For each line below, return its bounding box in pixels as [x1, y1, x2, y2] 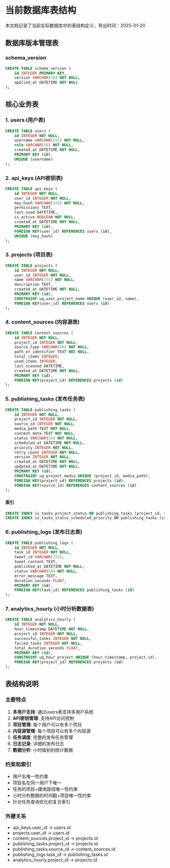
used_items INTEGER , [14, 359, 58, 364]
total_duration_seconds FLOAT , [14, 645, 80, 650]
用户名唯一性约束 [12, 773, 49, 780]
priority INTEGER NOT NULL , [14, 445, 73, 450]
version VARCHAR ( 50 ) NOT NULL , [14, 75, 80, 80]
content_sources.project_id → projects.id [12, 835, 98, 842]
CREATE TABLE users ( [5, 128, 51, 134]
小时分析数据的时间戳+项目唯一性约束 [12, 792, 92, 798]
